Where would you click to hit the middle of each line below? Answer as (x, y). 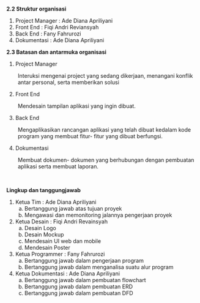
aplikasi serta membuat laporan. (58, 166)
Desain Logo (40, 228)
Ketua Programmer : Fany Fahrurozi (60, 254)
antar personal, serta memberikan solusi (69, 82)
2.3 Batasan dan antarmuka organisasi (57, 52)
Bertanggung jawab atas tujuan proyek (73, 208)
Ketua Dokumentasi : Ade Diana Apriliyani (68, 274)
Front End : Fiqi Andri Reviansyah (57, 27)
